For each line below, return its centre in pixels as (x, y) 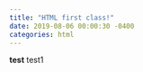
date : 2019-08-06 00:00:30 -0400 (72, 26)
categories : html (42, 34)
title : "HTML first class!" (62, 18)
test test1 (27, 60)
